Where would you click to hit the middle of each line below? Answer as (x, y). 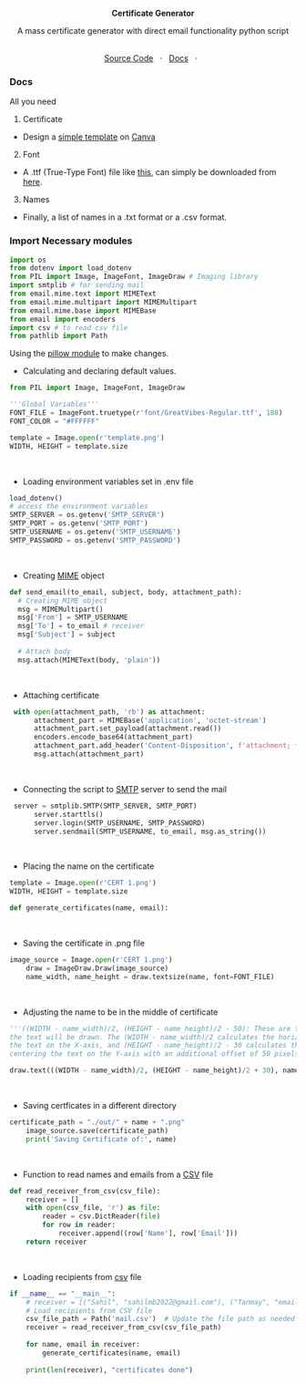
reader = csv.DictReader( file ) (102, 1216)
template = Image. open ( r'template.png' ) (87, 438)
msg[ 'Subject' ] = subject (67, 635)
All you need (33, 102)
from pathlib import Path (58, 336)
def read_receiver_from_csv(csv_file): (85, 1191)
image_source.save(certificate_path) (97, 1131)
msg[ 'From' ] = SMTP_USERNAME (73, 618)
